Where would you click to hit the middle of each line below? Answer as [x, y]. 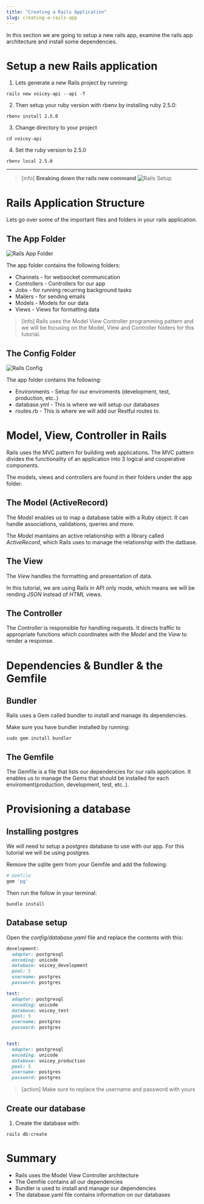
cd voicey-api [24, 139]
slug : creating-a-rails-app [42, 18]
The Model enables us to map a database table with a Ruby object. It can [97, 517]
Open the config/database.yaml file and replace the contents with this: [95, 937]
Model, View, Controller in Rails [87, 436]
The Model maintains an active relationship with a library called [85, 536]
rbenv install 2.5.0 [32, 116]
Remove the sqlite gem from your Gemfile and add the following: [87, 864]
